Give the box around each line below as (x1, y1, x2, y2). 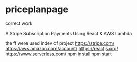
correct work (5, 20, 33, 26)
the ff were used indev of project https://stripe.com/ (5, 40, 115, 46)
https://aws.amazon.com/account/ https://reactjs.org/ (5, 45, 118, 51)
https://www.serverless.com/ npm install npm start (5, 51, 112, 57)
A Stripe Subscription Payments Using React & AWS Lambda (5, 30, 132, 36)
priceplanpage (5, 4, 69, 15)
